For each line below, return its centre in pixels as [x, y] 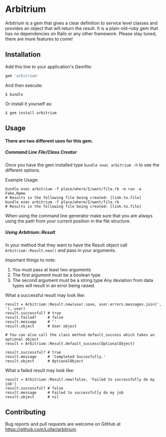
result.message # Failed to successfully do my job [64, 393]
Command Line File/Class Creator [41, 152]
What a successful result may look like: [45, 295]
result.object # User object [41, 326]
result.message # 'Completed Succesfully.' [56, 357]
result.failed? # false [34, 317]
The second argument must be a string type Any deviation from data [83, 280]
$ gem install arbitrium [31, 113]
